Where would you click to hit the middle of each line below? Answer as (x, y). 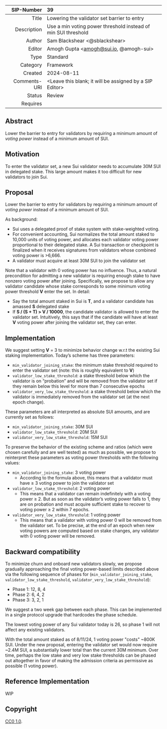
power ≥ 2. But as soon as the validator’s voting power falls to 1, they (90, 499)
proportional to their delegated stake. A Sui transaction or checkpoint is (85, 245)
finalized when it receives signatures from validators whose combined (84, 250)
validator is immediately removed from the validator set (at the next (81, 397)
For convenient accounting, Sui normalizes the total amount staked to (83, 234)
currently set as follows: (30, 417)
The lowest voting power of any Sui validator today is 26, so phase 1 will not (83, 624)
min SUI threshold (68, 33)
